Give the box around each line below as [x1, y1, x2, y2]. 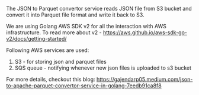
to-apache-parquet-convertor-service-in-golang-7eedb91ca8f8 [6, 82, 162, 89]
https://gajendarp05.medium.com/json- [96, 76, 193, 83]
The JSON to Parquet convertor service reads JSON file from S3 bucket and [6, 5, 192, 12]
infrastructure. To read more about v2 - [6, 29, 102, 36]
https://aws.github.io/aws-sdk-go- [102, 29, 188, 36]
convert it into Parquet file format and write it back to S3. [6, 11, 145, 18]
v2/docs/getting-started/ [6, 35, 67, 42]
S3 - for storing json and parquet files [14, 58, 107, 65]
